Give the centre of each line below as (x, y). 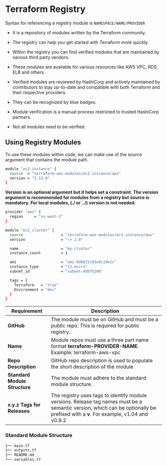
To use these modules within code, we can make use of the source (74, 154)
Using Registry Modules (43, 142)
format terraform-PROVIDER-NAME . (95, 346)
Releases (19, 411)
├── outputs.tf (21, 450)
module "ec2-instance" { (31, 169)
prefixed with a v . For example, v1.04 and (99, 414)
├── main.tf (17, 446)
